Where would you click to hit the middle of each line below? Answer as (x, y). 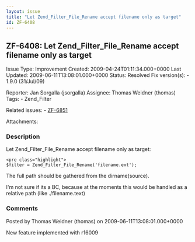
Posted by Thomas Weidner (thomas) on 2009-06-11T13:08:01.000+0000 (95, 221)
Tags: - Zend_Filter (29, 99)
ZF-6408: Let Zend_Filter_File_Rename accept (93, 46)
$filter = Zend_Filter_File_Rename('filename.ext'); (72, 165)
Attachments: (22, 122)
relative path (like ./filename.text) (46, 194)
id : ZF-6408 (20, 22)
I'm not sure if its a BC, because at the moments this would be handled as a (97, 187)
